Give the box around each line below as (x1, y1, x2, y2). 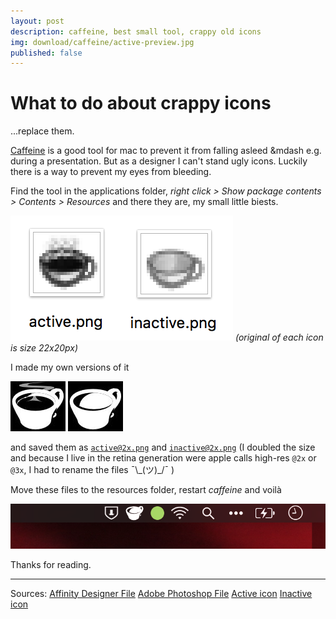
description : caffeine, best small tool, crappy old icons (10, 26, 262, 37)
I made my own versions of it (10, 361, 130, 374)
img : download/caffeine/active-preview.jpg (10, 37, 195, 47)
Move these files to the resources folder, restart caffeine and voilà (10, 484, 282, 496)
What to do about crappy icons (10, 92, 272, 115)
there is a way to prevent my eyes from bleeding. (10, 166, 212, 178)
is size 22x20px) (10, 342, 79, 354)
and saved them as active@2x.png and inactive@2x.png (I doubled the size (10, 441, 316, 454)
